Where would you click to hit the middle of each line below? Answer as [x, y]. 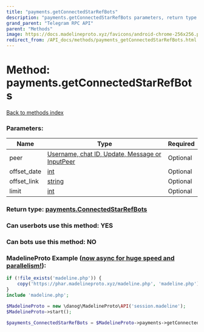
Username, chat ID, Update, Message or [104, 154]
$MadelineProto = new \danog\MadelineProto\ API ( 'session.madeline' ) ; [96, 306]
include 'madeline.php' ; [38, 295]
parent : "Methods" [29, 29]
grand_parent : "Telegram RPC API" [50, 23]
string [55, 181]
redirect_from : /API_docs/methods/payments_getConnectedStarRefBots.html [102, 40]
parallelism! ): [26, 265]
